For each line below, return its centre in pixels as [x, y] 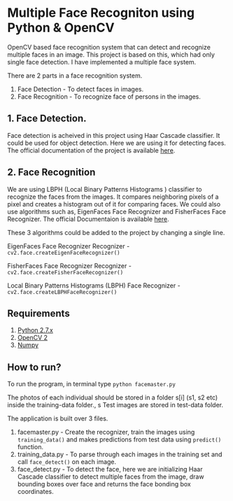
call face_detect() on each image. [67, 462]
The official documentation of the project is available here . [91, 150]
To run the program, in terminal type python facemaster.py [92, 384]
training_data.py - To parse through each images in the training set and [120, 454]
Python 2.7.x [35, 330]
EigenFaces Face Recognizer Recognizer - [69, 246]
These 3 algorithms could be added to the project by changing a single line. [116, 232]
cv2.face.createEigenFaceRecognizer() [64, 253]
